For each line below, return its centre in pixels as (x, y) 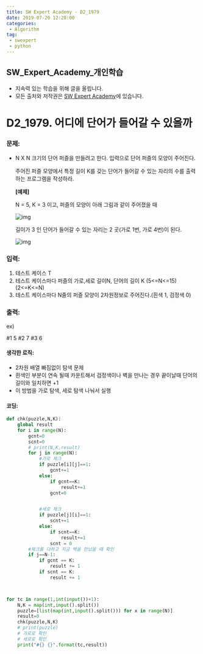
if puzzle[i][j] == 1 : (65, 465)
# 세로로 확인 (32, 639)
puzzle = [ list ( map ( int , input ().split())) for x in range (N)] (95, 611)
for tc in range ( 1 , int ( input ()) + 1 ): (53, 599)
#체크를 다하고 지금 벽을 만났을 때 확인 (71, 549)
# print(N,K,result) (54, 447)
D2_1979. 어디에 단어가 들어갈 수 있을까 (99, 123)
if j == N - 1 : (42, 555)
